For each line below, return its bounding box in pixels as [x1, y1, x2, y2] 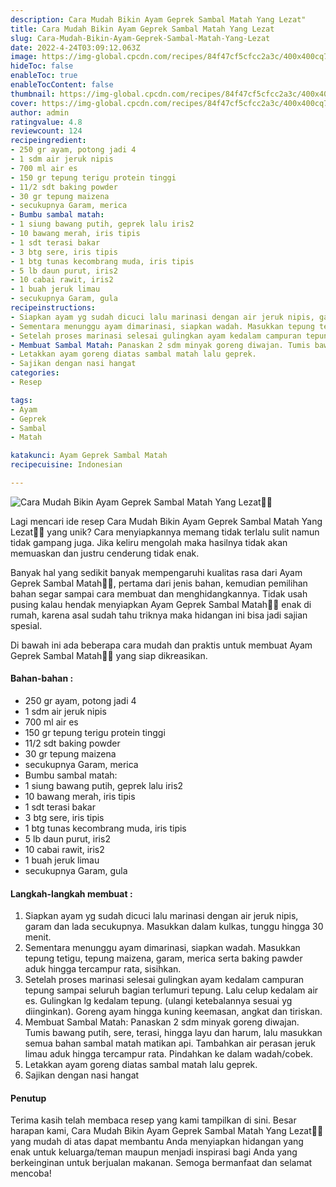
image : [10, 52, 38, 62]
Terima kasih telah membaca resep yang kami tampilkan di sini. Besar [10, 1114, 297, 1126]
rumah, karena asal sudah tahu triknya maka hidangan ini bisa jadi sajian [10, 609, 308, 621]
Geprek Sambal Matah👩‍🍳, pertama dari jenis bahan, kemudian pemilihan [10, 577, 308, 589]
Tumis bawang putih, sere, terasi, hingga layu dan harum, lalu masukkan [24, 1027, 323, 1039]
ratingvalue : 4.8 [10, 117, 83, 127]
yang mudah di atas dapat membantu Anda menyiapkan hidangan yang [10, 1136, 304, 1148]
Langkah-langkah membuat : [10, 887, 133, 900]
